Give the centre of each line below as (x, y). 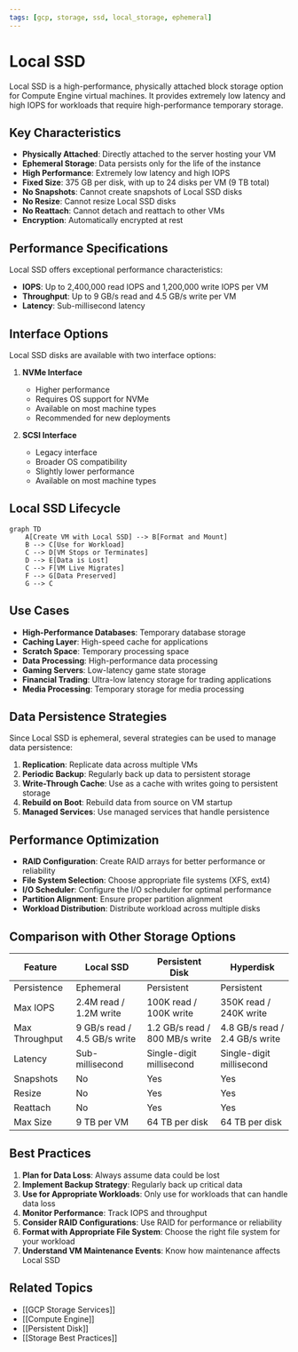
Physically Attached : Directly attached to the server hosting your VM (149, 154)
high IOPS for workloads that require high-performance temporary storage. (146, 105)
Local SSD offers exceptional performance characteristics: (116, 270)
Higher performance (73, 389)
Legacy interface (66, 452)
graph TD (25, 529)
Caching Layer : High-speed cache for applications (115, 642)
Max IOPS (34, 1008)
